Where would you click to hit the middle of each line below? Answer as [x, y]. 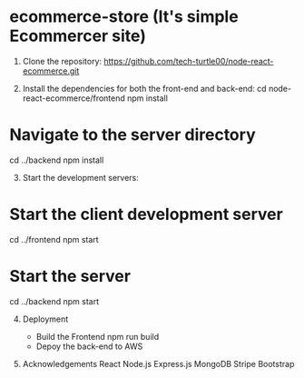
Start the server [70, 276]
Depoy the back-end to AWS [89, 346]
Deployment [45, 319]
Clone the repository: [62, 61]
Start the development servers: [80, 177]
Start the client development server [146, 214]
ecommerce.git [51, 71]
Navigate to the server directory [132, 135]
